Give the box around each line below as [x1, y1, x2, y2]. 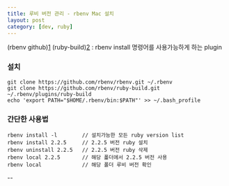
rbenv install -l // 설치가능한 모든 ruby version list [7, 132, 184, 139]
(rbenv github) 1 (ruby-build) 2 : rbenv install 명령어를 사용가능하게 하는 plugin [7, 43, 223, 52]
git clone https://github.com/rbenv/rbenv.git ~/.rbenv [7, 78, 173, 86]
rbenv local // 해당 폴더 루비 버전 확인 [7, 161, 152, 168]
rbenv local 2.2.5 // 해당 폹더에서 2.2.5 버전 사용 [7, 154, 168, 161]
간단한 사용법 [7, 114, 49, 124]
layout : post [7, 17, 45, 24]
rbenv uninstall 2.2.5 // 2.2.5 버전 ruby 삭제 [7, 146, 148, 153]
